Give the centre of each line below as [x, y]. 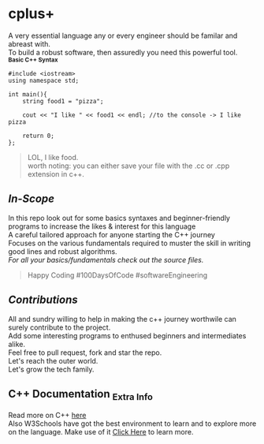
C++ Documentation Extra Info [81, 395]
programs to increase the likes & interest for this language [102, 226]
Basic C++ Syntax [33, 60]
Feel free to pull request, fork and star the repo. [85, 353]
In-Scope [32, 199]
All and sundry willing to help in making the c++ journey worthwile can [122, 319]
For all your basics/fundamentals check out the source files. [106, 259]
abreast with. [30, 43]
